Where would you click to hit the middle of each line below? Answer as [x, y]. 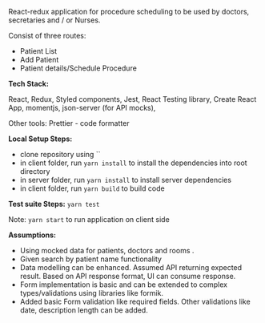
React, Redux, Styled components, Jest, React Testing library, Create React [132, 99]
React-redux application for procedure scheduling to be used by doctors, [129, 12]
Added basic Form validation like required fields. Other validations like [135, 301]
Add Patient [39, 60]
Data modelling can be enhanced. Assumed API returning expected [131, 267]
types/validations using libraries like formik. [92, 293]
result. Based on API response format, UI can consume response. [128, 276]
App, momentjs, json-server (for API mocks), [82, 108]
